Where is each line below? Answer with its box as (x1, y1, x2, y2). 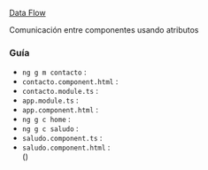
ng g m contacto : (21, 66, 87, 78)
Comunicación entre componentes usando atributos (9, 25, 199, 35)
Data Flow (9, 8, 46, 18)
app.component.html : (21, 104, 99, 115)
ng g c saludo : (21, 123, 79, 134)
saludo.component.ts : (21, 133, 103, 143)
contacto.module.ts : (21, 86, 99, 97)
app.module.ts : (21, 95, 79, 105)
